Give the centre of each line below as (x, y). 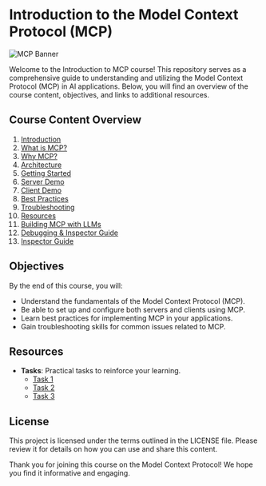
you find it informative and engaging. (69, 473)
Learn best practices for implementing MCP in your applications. (127, 318)
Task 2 (44, 388)
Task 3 (44, 396)
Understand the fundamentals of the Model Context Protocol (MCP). (133, 301)
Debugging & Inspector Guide (69, 233)
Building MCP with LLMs (61, 224)
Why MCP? (39, 156)
